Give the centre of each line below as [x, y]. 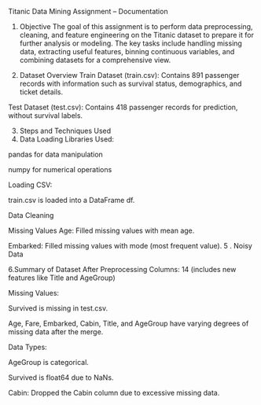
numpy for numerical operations [60, 169]
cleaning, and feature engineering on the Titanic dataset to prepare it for [136, 35]
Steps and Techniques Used [65, 131]
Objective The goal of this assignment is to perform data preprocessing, [136, 26]
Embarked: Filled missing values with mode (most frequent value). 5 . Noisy [130, 246]
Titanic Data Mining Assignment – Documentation [88, 11]
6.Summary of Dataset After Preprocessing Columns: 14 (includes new [122, 269]
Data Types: [28, 347]
